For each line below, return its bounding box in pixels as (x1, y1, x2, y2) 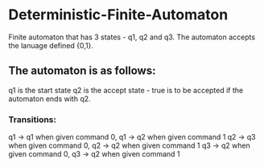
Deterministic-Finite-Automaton (8, 6, 229, 24)
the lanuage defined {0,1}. (8, 40, 94, 50)
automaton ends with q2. (8, 94, 91, 104)
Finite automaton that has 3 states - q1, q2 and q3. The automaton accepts (8, 32, 256, 42)
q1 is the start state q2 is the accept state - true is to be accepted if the (8, 85, 244, 95)
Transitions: (8, 114, 56, 125)
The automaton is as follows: (8, 64, 156, 78)
